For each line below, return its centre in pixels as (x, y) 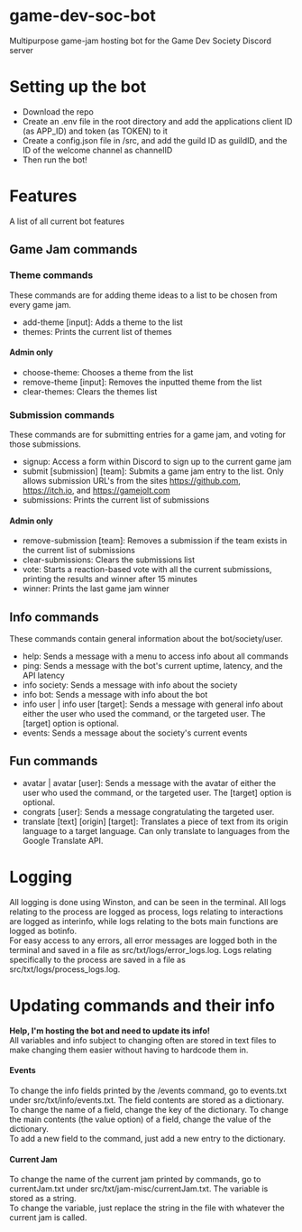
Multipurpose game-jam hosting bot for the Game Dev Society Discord (141, 41)
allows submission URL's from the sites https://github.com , (132, 481)
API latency (43, 676)
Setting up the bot (78, 87)
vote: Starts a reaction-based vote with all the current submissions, (147, 570)
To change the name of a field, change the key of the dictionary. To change (149, 1109)
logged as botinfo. (43, 931)
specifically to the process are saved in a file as (98, 959)
